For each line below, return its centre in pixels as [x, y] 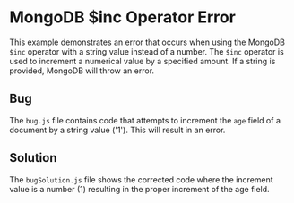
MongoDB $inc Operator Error [122, 17]
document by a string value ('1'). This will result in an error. [117, 130]
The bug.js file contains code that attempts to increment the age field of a [145, 120]
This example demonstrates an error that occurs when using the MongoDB [147, 42]
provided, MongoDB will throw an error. [82, 71]
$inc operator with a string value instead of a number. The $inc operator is [147, 51]
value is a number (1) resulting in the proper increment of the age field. [140, 189]
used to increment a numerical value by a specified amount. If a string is [143, 61]
